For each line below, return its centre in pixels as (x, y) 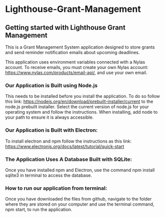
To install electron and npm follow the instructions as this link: (69, 141)
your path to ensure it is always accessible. (49, 117)
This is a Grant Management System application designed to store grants (80, 47)
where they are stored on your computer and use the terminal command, (80, 204)
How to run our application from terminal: (56, 188)
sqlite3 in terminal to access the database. (49, 175)
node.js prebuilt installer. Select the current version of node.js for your (77, 107)
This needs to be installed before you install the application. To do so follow (83, 96)
